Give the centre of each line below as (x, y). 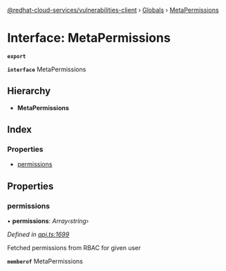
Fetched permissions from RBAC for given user (74, 248)
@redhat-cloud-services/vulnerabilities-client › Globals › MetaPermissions (113, 10)
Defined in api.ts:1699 (38, 234)
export (17, 56)
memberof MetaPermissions (45, 261)
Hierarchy (29, 91)
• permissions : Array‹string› (48, 221)
